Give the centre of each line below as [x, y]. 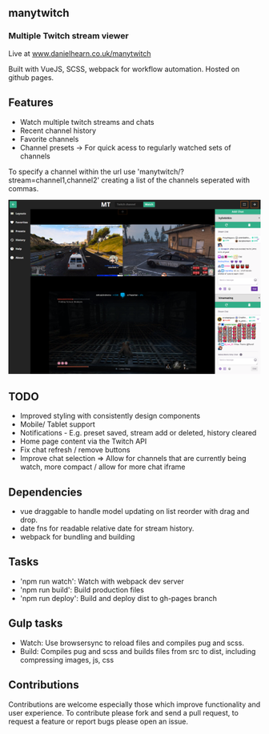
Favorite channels [49, 138]
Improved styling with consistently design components [110, 416]
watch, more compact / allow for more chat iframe [102, 467]
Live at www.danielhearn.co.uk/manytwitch [80, 53]
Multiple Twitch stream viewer [69, 36]
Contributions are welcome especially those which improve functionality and [134, 704]
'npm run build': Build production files [82, 590]
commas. [24, 188]
